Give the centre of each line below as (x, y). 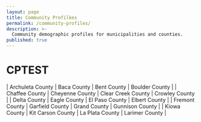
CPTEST (28, 70)
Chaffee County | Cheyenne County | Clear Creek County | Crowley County (101, 93)
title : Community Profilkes (42, 18)
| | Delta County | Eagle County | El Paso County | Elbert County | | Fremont (101, 100)
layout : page (23, 12)
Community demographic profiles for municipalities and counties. (97, 35)
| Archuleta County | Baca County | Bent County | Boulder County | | (92, 87)
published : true (27, 40)
